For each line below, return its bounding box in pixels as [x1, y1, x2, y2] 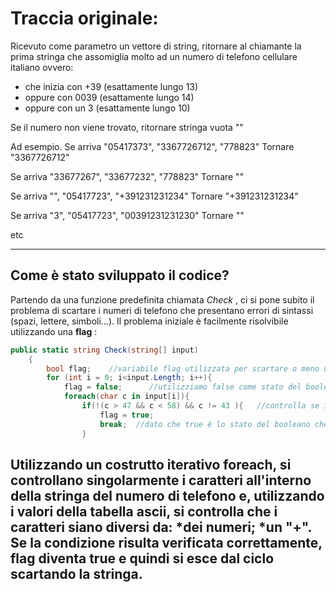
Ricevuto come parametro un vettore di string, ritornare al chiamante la [10, 40, 302, 52]
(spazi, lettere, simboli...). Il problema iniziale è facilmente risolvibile [10, 315, 289, 327]
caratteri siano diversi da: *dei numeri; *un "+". [10, 518, 312, 536]
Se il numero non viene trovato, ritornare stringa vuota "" [10, 121, 244, 133]
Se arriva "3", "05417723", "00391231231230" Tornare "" [10, 209, 245, 221]
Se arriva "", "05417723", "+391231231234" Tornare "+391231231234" [10, 190, 299, 202]
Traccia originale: [10, 7, 159, 30]
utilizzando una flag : [10, 325, 98, 337]
